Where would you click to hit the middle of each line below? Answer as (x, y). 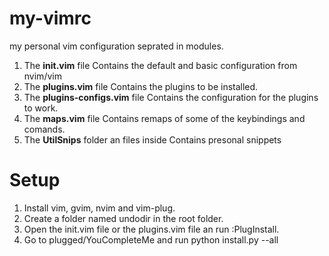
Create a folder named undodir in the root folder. (123, 218)
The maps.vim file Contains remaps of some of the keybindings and (164, 118)
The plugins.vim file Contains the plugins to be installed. (141, 86)
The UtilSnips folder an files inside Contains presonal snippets (152, 139)
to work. (41, 108)
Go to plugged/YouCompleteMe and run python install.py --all (151, 239)
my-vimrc (50, 18)
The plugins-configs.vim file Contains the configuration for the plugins (171, 97)
